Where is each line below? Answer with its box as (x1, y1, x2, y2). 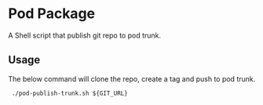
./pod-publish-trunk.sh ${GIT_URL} (11, 89, 128, 97)
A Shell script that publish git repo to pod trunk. (8, 31, 162, 40)
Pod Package (8, 5, 96, 23)
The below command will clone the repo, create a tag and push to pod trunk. (8, 74, 256, 83)
